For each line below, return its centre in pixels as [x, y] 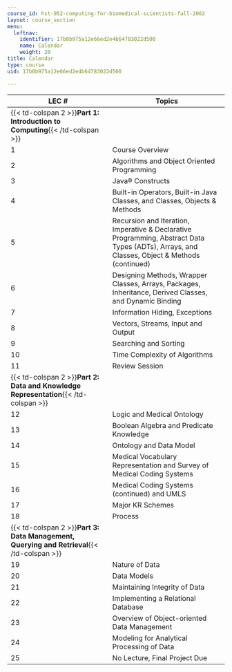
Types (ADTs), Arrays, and [155, 246]
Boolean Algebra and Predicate [163, 425]
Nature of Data [136, 564]
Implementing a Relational [154, 598]
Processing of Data [143, 646]
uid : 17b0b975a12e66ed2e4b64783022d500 [65, 71]
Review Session [138, 366]
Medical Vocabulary [145, 456]
